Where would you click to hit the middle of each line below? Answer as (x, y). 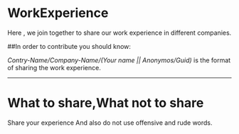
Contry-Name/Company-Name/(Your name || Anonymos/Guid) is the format (119, 60)
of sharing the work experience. (54, 67)
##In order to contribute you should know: (69, 46)
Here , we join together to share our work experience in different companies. (119, 33)
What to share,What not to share (106, 103)
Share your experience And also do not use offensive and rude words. (110, 123)
